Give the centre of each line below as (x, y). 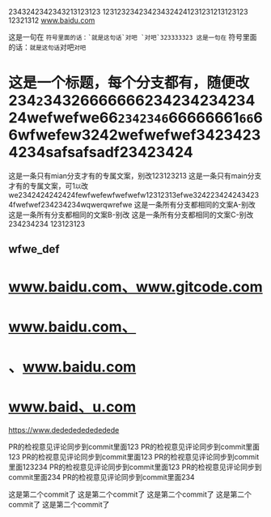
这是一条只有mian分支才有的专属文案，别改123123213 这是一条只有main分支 (135, 175)
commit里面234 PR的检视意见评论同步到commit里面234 (102, 476)
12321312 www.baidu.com (52, 20)
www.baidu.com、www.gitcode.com (135, 286)
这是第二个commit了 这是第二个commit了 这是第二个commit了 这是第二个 (130, 494)
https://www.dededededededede (64, 429)
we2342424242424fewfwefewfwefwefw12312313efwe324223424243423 (134, 194)
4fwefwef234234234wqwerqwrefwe (70, 204)
